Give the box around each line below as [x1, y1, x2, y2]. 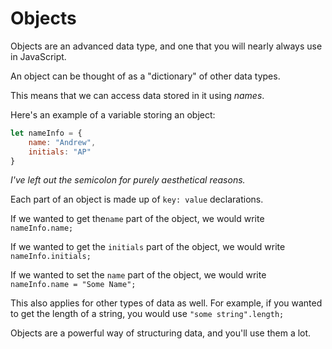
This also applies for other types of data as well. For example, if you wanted [10, 297, 323, 309]
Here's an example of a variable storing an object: [10, 108, 216, 121]
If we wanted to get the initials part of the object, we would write [10, 241, 286, 253]
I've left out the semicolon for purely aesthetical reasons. [10, 174, 246, 186]
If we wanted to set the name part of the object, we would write [10, 269, 267, 281]
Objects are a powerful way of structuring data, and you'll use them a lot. [10, 327, 312, 339]
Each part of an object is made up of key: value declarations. [10, 193, 264, 206]
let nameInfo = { [10, 128, 83, 138]
